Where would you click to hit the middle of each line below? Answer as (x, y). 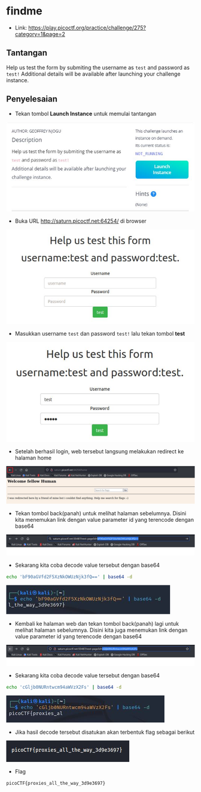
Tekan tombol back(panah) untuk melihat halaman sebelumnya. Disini (100, 513)
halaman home (33, 458)
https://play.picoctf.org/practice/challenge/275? (87, 28)
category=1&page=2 (40, 34)
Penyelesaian (32, 99)
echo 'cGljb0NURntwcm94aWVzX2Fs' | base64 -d (64, 688)
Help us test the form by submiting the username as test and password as (98, 67)
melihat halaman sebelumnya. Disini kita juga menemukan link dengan (101, 630)
